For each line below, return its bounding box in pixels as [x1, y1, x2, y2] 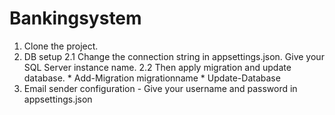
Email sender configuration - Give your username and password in [23, 82, 298, 94]
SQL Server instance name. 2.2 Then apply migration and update [23, 61, 292, 73]
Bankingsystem [9, 7, 142, 30]
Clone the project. [23, 40, 99, 52]
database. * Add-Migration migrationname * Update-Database [23, 72, 281, 84]
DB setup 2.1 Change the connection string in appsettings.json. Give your [23, 50, 325, 62]
